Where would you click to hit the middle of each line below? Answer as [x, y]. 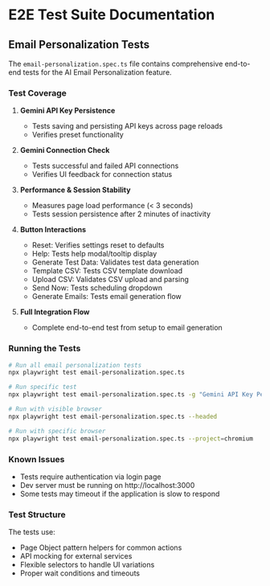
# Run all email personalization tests [75, 365]
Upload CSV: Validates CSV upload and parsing [110, 280]
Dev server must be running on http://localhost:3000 [107, 485]
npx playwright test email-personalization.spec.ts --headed [113, 416]
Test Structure [37, 514]
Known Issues [37, 459]
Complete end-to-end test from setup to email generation [127, 328]
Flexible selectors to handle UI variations [87, 565]
